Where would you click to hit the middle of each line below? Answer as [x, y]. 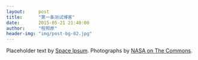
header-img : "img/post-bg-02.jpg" [49, 34]
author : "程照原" [32, 28]
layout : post [28, 12]
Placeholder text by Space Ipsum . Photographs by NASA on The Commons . [99, 50]
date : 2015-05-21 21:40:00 [48, 23]
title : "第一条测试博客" [41, 17]
